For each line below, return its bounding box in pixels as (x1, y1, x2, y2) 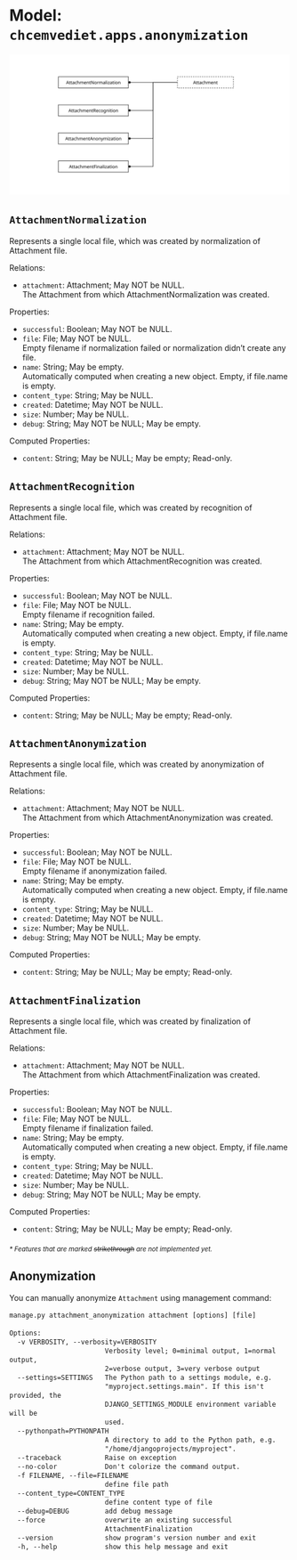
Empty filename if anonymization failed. (21, 865, 167, 877)
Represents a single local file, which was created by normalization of (9, 235, 261, 246)
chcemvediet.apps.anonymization (9, 28, 249, 45)
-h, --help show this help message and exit (17, 1542, 229, 1551)
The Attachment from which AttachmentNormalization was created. (21, 288, 269, 299)
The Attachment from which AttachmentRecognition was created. (21, 556, 262, 566)
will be (9, 1409, 38, 1418)
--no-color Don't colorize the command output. (17, 1462, 241, 1471)
